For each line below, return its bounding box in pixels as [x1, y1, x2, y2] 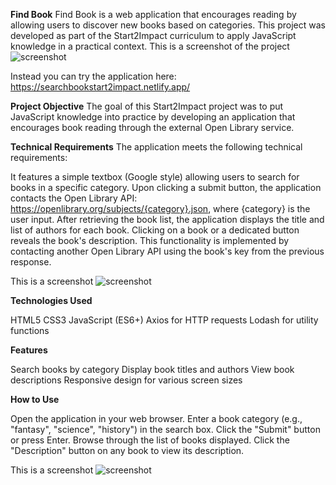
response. [10, 256, 52, 268]
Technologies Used [10, 295, 93, 306]
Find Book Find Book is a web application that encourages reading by [10, 9, 297, 20]
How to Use [10, 394, 60, 405]
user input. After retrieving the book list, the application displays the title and [10, 214, 325, 225]
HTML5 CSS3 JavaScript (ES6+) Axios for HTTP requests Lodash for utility [10, 314, 319, 326]
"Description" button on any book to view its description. [10, 445, 245, 456]
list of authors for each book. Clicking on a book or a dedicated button [10, 224, 300, 236]
